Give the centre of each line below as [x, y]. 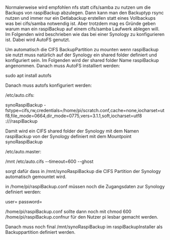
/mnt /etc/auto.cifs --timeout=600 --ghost [49, 161]
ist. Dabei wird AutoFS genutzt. [38, 40]
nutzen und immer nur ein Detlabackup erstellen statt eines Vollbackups [80, 18]
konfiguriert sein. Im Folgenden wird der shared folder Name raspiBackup [82, 60]
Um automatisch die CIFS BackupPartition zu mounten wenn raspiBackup [82, 49]
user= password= [24, 202]
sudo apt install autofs [28, 75]
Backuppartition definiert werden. [40, 232]
